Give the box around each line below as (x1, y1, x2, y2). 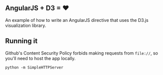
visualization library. (5, 22, 46, 28)
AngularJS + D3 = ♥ (5, 4, 69, 12)
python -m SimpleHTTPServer (5, 65, 64, 70)
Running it (5, 37, 38, 45)
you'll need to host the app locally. (5, 55, 76, 61)
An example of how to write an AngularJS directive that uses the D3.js (5, 17, 149, 23)
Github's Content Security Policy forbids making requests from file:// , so (5, 50, 159, 56)
